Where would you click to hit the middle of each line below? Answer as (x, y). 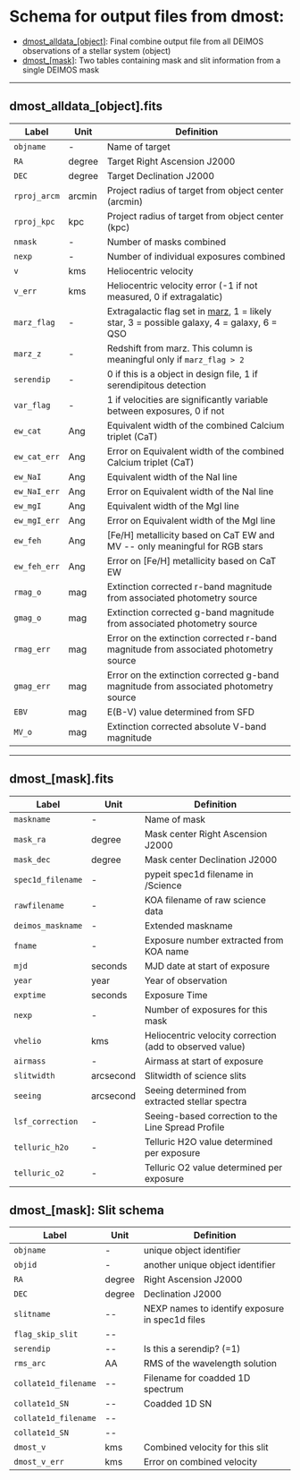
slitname (32, 1314)
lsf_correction (46, 1121)
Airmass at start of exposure (204, 1061)
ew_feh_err (37, 566)
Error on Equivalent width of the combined (196, 451)
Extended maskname (189, 926)
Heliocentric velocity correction (210, 1035)
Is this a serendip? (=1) (192, 1349)
